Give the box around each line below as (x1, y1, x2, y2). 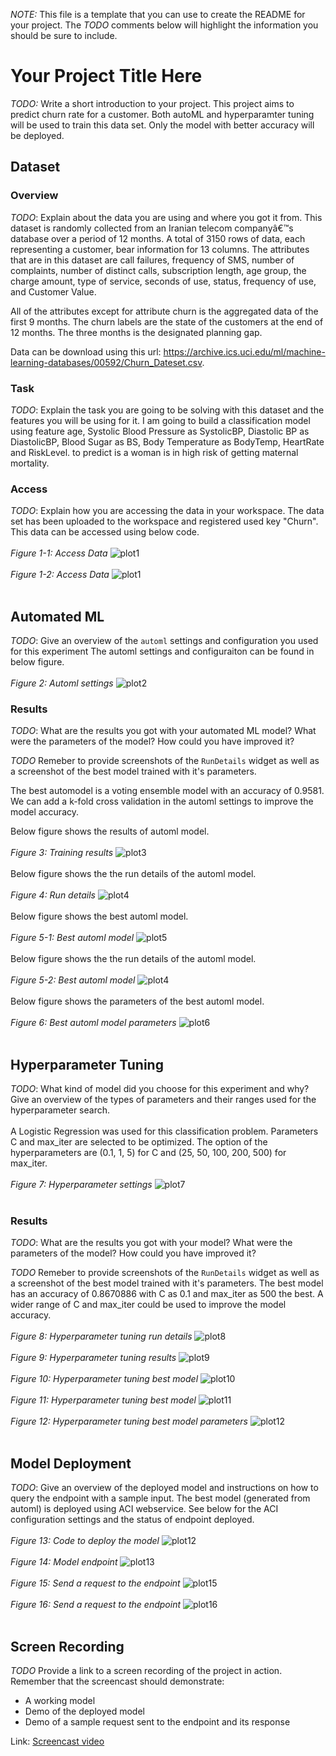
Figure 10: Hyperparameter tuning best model (10, 1373, 199, 1385)
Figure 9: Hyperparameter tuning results (10, 1352, 177, 1364)
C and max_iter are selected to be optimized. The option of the (10, 1136, 268, 1148)
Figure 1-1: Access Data (10, 547, 108, 559)
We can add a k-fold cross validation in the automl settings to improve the (10, 795, 314, 808)
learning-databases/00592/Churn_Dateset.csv (10, 356, 203, 368)
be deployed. (10, 129, 65, 141)
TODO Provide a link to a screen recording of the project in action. (10, 1665, 283, 1677)
